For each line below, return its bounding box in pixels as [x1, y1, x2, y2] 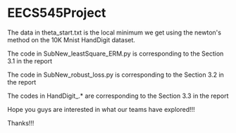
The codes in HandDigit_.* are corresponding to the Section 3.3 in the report [7, 91, 229, 100]
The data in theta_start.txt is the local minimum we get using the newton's [7, 28, 222, 37]
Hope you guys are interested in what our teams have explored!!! [7, 105, 195, 113]
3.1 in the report [7, 56, 53, 65]
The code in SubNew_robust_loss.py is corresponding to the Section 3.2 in [7, 70, 224, 79]
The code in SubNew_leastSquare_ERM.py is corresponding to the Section [7, 49, 224, 58]
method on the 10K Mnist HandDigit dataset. [7, 35, 136, 44]
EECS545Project [7, 5, 106, 21]
